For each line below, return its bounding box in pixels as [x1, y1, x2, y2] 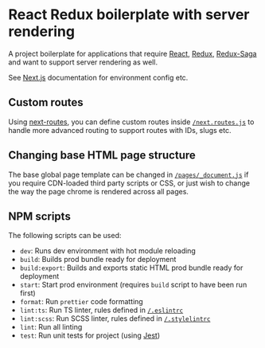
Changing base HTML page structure [8, 149, 197, 162]
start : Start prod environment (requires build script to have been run [19, 280, 247, 290]
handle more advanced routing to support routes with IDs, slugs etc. [8, 125, 232, 135]
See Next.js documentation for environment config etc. [8, 72, 189, 82]
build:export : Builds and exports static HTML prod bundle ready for [19, 263, 244, 272]
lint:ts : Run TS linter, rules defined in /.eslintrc [19, 305, 184, 315]
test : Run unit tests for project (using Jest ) [19, 330, 161, 340]
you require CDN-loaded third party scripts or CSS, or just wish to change [8, 178, 251, 188]
